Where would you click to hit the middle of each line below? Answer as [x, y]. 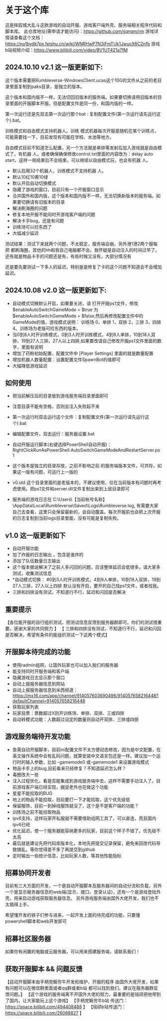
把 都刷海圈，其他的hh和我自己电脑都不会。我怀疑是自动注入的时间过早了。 [83, 250]
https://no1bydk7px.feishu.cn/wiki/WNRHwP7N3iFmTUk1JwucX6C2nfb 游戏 [83, 43]
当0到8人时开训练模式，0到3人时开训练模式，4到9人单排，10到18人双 [84, 335]
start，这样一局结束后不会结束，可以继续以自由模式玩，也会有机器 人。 [78, 160]
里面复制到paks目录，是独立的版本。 [47, 86]
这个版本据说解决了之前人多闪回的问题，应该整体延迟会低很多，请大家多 [86, 567]
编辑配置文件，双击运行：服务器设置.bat [53, 434]
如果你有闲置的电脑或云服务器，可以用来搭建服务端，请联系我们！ [73, 952]
